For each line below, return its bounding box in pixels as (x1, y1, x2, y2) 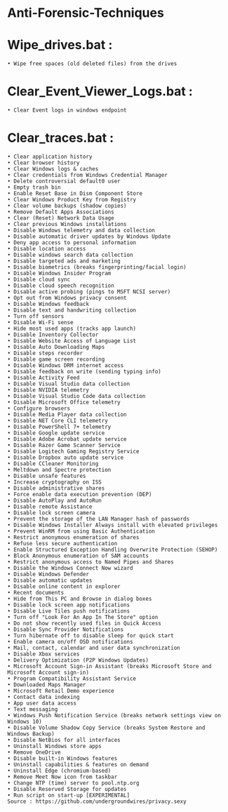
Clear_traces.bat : (7, 130, 114, 146)
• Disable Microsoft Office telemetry (7, 399, 121, 406)
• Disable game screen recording (7, 356, 105, 363)
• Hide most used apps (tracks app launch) (7, 325, 137, 332)
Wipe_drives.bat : (7, 37, 113, 53)
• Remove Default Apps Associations (7, 208, 114, 215)
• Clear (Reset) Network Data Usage (7, 215, 114, 222)
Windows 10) (7, 718, 42, 725)
